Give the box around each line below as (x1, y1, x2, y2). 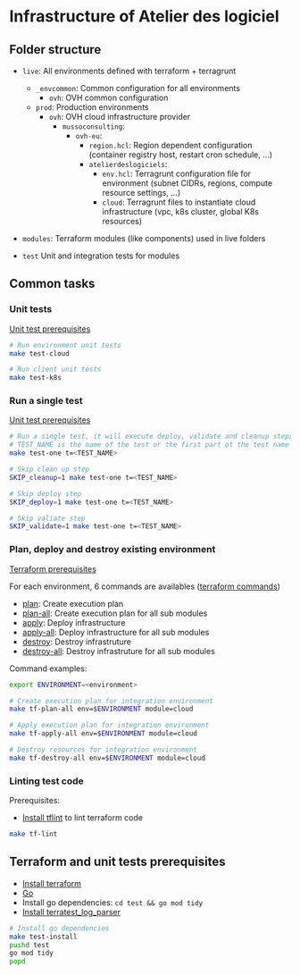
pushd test (9, 940, 50, 949)
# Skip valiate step (9, 514, 87, 523)
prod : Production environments (35, 102, 149, 113)
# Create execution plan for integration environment (9, 696, 214, 705)
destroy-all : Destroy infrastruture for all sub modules (21, 645, 216, 656)
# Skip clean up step (9, 465, 90, 475)
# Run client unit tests (9, 365, 102, 374)
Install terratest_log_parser (21, 906, 121, 917)
